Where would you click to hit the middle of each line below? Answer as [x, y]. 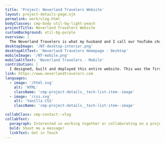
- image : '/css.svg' [30, 96]
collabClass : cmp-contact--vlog [38, 114]
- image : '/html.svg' [32, 83]
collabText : [17, 119]
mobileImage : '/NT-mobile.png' [37, 55]
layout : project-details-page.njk [41, 14]
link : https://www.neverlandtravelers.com [49, 74]
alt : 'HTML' [26, 87]
